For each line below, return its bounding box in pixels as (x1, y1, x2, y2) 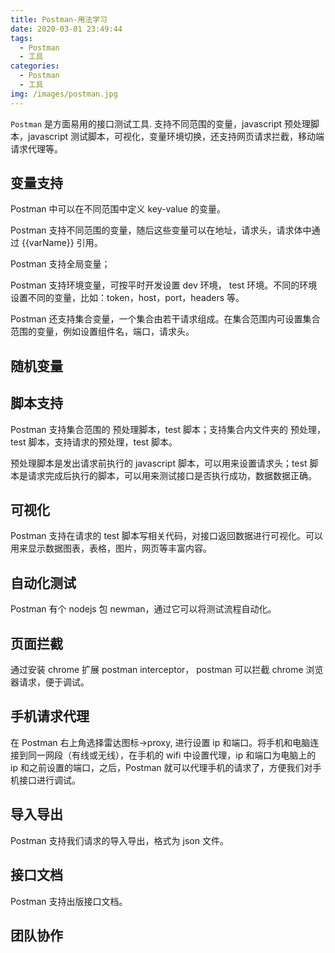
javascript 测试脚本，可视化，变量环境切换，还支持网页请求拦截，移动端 (27, 130, 325, 142)
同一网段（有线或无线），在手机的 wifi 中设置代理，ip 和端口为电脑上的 (27, 749, 317, 761)
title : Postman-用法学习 (10, 14, 108, 25)
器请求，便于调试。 (10, 676, 90, 688)
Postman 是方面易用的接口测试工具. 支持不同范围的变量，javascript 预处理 (10, 117, 312, 130)
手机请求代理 (10, 708, 90, 725)
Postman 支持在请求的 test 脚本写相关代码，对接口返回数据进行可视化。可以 (10, 530, 324, 542)
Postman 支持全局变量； (10, 258, 111, 270)
